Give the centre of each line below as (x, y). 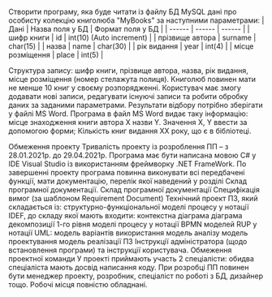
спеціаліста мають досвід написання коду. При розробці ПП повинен (129, 267)
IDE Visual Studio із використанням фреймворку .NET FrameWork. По (127, 164)
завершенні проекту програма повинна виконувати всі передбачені (127, 172)
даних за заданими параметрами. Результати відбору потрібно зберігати (136, 105)
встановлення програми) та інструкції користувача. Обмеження (120, 250)
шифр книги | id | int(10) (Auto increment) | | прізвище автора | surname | (132, 37)
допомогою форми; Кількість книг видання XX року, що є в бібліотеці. (130, 131)
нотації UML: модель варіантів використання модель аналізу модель (128, 233)
